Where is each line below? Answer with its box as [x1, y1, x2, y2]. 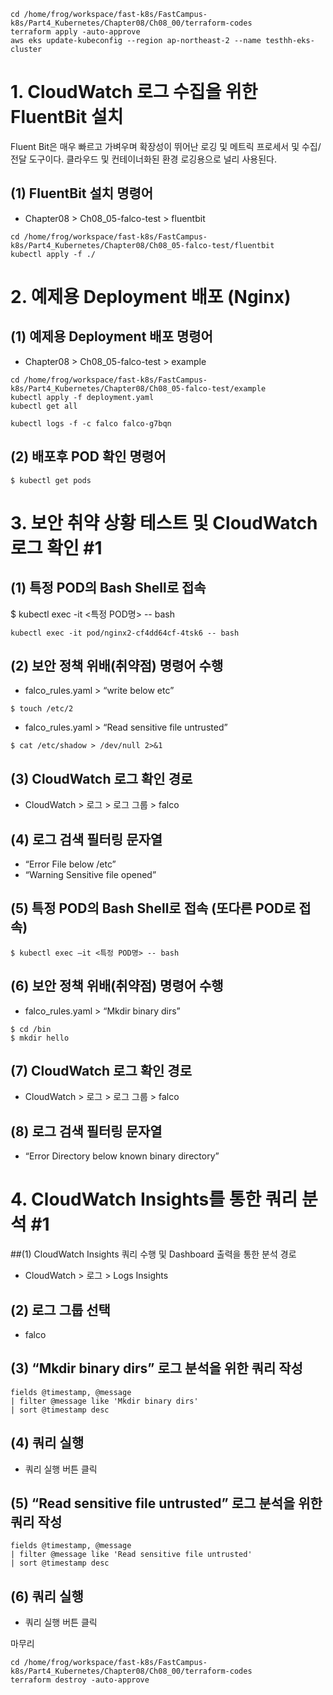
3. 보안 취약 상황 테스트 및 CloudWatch [10, 511, 318, 534]
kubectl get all [10, 401, 78, 411]
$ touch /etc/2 [10, 704, 74, 714]
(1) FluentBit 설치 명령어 [10, 185, 154, 202]
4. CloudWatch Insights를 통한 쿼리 [10, 1188, 298, 1211]
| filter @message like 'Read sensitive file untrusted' [10, 1550, 253, 1560]
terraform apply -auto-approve [10, 27, 141, 37]
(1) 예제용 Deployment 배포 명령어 [10, 328, 213, 345]
